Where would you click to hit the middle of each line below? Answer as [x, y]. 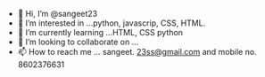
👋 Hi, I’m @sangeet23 [58, 14]
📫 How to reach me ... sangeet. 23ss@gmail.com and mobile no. [137, 52]
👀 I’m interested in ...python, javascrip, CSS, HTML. [112, 23]
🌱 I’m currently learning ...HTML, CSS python [100, 32]
